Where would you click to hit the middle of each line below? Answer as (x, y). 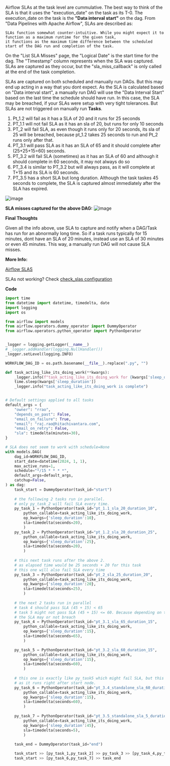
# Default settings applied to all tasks (50, 400)
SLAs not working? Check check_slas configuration (59, 279)
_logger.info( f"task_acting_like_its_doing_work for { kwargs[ (81, 377)
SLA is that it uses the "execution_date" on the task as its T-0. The (74, 13)
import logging (21, 308)
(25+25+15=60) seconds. (39, 151)
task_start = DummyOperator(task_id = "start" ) (63, 490)
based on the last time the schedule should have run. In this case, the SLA (82, 98)
